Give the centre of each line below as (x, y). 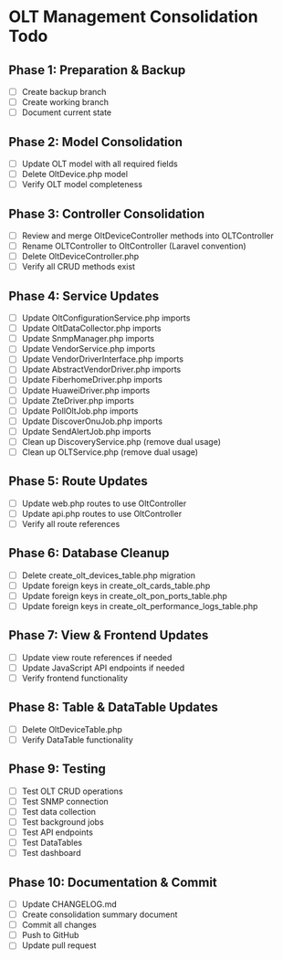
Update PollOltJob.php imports (80, 411)
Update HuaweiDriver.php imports (86, 390)
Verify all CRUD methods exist (79, 267)
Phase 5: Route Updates (78, 481)
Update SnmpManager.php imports (88, 339)
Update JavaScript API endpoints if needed (103, 668)
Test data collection (59, 811)
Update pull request (59, 945)
